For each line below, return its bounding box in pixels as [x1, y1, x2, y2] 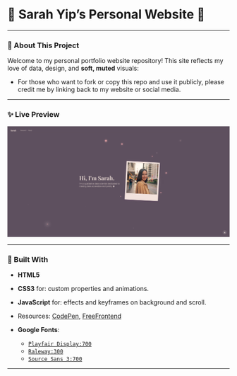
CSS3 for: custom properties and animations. [17, 285, 150, 293]
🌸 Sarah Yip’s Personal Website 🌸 [7, 6, 206, 23]
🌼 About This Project [7, 40, 80, 50]
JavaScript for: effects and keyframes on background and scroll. [17, 298, 207, 307]
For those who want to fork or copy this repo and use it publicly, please [17, 78, 224, 86]
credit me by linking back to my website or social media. [17, 85, 181, 94]
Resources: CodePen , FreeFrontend [17, 312, 122, 321]
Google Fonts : [17, 326, 60, 334]
